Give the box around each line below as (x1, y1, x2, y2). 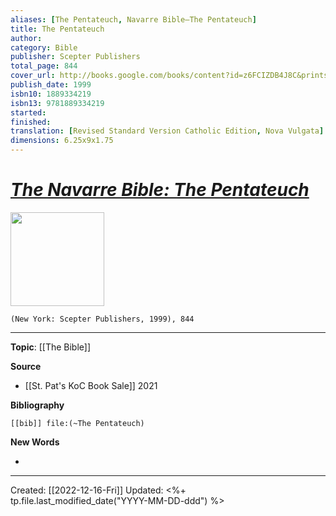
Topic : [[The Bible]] (10, 341, 92, 353)
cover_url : (10, 71, 56, 81)
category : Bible (10, 42, 78, 53)
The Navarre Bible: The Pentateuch (10, 179, 310, 201)
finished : (10, 117, 52, 127)
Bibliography (10, 399, 65, 411)
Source (10, 360, 42, 372)
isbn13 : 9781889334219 (10, 98, 105, 108)
